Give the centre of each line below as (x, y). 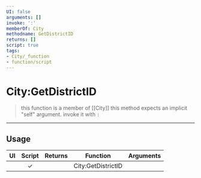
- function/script (29, 62)
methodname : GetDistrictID (40, 34)
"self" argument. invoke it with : (60, 114)
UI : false (19, 12)
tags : (13, 51)
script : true (22, 46)
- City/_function (28, 56)
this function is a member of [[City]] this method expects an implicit (104, 108)
